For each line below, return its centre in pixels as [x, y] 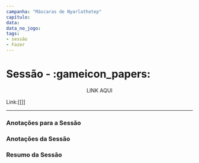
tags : [13, 34]
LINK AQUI [99, 90]
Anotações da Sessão [38, 139]
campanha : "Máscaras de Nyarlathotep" [54, 12]
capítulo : [18, 17]
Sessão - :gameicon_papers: [78, 74]
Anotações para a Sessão [44, 123]
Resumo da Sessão [34, 155]
